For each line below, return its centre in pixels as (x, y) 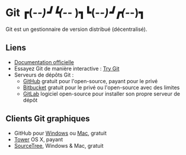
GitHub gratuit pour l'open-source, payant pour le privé (90, 81)
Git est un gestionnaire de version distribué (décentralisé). (76, 29)
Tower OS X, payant (39, 139)
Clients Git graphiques (48, 119)
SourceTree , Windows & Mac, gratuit (59, 145)
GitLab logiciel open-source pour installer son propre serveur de (101, 94)
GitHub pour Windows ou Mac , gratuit (60, 133)
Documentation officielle (44, 62)
